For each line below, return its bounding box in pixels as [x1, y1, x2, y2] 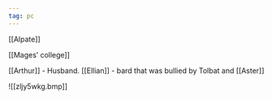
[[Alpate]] [8, 34, 41, 44]
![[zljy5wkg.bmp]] [8, 81, 67, 91]
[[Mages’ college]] [8, 49, 71, 59]
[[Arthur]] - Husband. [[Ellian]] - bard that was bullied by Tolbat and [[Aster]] [8, 66, 265, 75]
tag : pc [8, 11, 35, 20]
